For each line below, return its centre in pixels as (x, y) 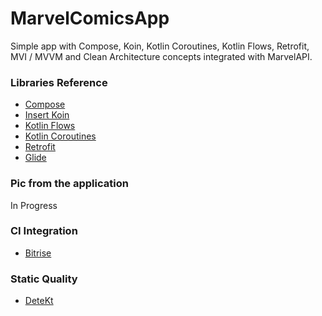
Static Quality (44, 279)
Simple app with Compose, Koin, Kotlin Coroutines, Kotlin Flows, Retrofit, (160, 46)
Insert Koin (47, 115)
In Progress (34, 205)
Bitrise (38, 253)
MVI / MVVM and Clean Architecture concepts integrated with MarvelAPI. (161, 56)
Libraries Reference (59, 82)
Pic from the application (69, 184)
